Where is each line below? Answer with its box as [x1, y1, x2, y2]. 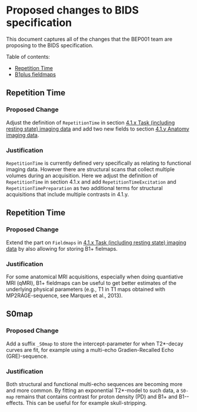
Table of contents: [6, 53, 50, 60]
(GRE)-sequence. [6, 353, 48, 360]
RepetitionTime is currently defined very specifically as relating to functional [6, 160, 191, 167]
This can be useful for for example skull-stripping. [25, 399, 147, 406]
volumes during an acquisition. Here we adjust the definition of [6, 172, 158, 179]
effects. [6, 399, 25, 406]
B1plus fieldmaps [14, 71, 56, 78]
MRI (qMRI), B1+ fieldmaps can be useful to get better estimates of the [6, 279, 176, 286]
